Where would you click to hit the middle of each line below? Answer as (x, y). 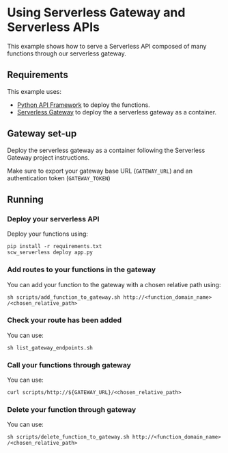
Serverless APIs (54, 27)
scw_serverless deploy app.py (50, 253)
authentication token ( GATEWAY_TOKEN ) (59, 178)
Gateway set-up (42, 134)
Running (26, 199)
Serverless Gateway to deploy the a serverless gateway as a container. (117, 112)
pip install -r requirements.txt (55, 247)
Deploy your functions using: (48, 234)
